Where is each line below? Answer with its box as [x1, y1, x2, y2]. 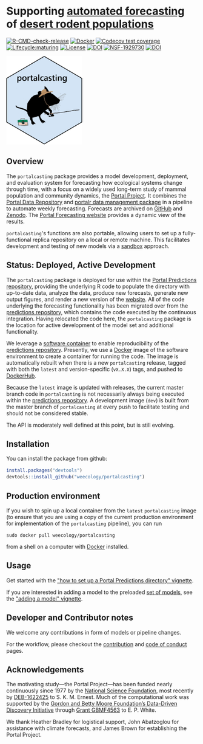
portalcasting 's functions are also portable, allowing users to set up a [6, 229, 182, 236]
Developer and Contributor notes [6, 613, 133, 623]
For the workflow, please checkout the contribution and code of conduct [6, 640, 187, 648]
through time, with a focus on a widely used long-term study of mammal [6, 185, 187, 193]
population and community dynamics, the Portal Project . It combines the [6, 191, 187, 199]
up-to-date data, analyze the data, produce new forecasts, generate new [6, 289, 188, 296]
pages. [6, 647, 24, 654]
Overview [6, 156, 44, 167]
